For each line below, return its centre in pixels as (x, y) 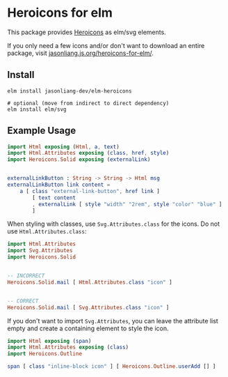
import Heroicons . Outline (44, 354)
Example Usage (42, 131)
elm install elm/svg (37, 109)
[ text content (54, 198)
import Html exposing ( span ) (49, 341)
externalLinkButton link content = (59, 185)
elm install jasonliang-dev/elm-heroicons (70, 91)
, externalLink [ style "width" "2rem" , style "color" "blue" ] (127, 204)
